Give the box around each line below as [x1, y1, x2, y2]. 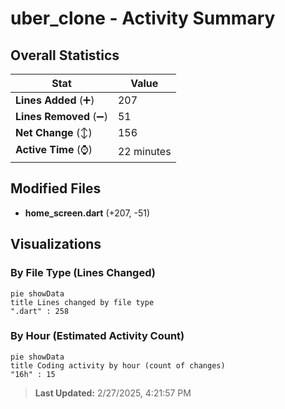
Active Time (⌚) [15, 143, 93, 156]
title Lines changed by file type [10, 297, 155, 307]
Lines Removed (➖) [15, 110, 108, 123]
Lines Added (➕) [15, 93, 95, 107]
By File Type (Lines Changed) [10, 266, 156, 280]
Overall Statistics [10, 47, 120, 64]
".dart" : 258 [10, 306, 70, 316]
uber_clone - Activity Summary [10, 7, 276, 30]
